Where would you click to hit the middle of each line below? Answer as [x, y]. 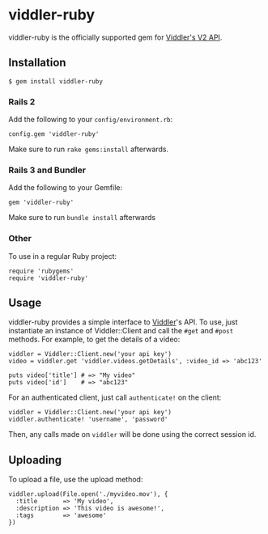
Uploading [35, 460]
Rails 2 [22, 101]
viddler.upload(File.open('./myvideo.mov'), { [88, 494]
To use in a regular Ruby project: [63, 256]
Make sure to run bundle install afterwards [82, 218]
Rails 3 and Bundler [47, 170]
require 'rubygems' [41, 271]
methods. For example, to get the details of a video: [94, 339]
